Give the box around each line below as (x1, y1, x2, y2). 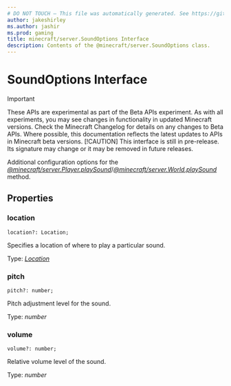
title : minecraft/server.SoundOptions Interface (7, 36, 149, 43)
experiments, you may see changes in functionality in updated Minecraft (7, 115, 212, 123)
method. (7, 172, 31, 181)
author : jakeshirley (7, 17, 67, 23)
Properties (7, 192, 54, 204)
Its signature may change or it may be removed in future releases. (7, 144, 194, 152)
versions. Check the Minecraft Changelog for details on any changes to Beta (7, 122, 223, 131)
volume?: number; (7, 345, 57, 352)
